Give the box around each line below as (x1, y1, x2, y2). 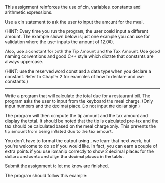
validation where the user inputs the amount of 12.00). (5, 39, 114, 45)
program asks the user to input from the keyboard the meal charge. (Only (5, 98, 153, 104)
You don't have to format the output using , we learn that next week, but (5, 138, 151, 144)
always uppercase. (5, 59, 43, 64)
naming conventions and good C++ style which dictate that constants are (5, 53, 154, 59)
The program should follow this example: (5, 173, 88, 178)
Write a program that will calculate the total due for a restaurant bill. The (5, 93, 151, 99)
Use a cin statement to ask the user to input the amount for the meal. (5, 19, 144, 25)
